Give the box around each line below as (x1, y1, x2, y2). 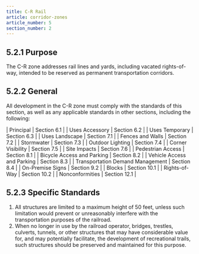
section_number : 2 (6, 25, 52, 31)
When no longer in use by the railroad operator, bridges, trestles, (14, 222, 173, 229)
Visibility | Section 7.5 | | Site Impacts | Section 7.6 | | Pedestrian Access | (6, 145, 185, 152)
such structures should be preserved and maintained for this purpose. (14, 241, 187, 248)
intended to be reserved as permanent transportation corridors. (18, 69, 175, 77)
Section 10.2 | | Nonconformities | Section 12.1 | (21, 170, 137, 177)
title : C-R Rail (6, 8, 46, 15)
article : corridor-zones (6, 14, 68, 20)
